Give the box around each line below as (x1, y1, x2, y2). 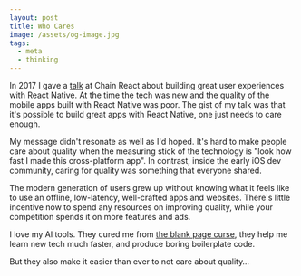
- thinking (17, 55, 59, 64)
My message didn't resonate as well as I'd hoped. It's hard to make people (9, 137, 287, 147)
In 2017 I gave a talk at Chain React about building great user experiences (9, 81, 285, 90)
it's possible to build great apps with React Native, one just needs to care (9, 109, 283, 119)
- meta (17, 47, 43, 56)
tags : (9, 38, 30, 48)
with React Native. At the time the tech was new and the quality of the (9, 90, 270, 100)
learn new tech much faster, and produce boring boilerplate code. (9, 239, 256, 249)
